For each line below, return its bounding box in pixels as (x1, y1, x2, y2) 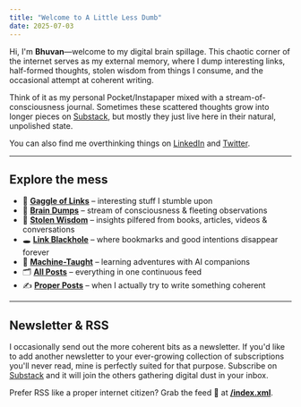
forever (21, 247, 49, 258)
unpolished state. (9, 120, 73, 131)
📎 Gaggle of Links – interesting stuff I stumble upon (21, 196, 213, 207)
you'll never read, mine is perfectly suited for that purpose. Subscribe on (9, 360, 278, 371)
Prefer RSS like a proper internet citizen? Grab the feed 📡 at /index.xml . (9, 387, 273, 398)
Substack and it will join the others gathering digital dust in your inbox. (9, 370, 269, 381)
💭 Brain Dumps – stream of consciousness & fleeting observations (21, 205, 268, 216)
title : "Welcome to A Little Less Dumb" (9, 13, 163, 22)
